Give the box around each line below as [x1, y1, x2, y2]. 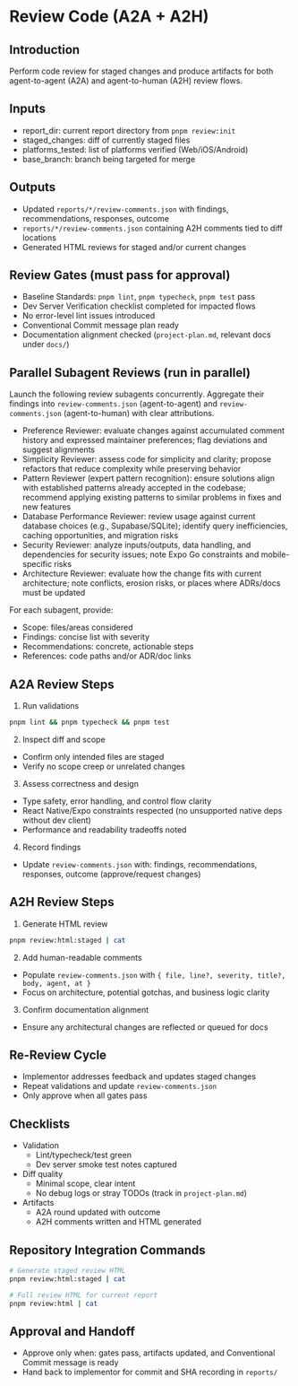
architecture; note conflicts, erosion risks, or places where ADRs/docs [21, 578, 281, 588]
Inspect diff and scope [21, 734, 106, 745]
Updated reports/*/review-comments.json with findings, [21, 204, 229, 214]
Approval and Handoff [9, 1323, 136, 1338]
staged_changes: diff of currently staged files [21, 135, 191, 145]
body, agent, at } [21, 979, 91, 988]
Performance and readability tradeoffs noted [21, 824, 187, 835]
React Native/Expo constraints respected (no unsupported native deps [21, 805, 283, 815]
